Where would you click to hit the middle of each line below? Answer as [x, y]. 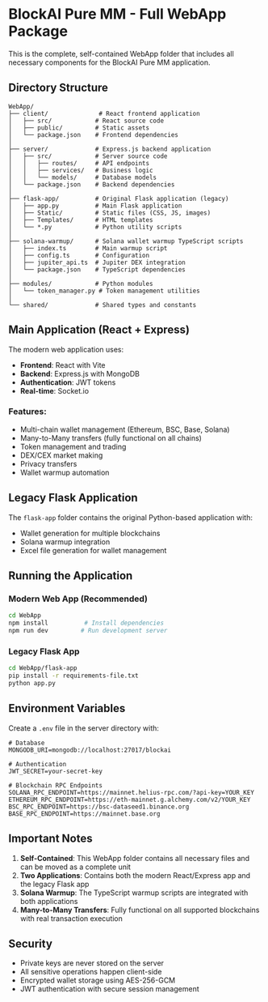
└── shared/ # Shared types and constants [103, 305]
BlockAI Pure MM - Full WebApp [117, 14]
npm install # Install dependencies [86, 623]
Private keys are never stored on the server [92, 963]
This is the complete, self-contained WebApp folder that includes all [121, 53]
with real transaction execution [71, 918]
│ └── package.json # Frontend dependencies [94, 134]
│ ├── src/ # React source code [86, 121]
